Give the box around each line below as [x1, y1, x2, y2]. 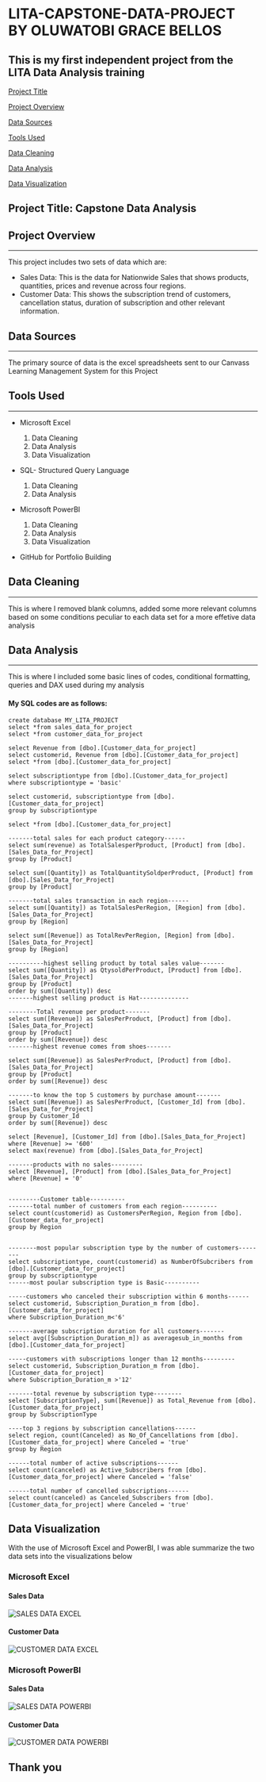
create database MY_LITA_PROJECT [8, 716, 119, 724]
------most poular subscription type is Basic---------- [8, 1278, 200, 1286]
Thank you [8, 1761, 62, 1774]
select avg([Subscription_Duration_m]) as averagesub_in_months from [8, 1334, 243, 1342]
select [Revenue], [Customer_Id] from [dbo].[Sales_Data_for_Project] [8, 1132, 246, 1141]
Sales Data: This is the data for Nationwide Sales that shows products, [19, 273, 249, 282]
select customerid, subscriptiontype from [8, 793, 150, 801]
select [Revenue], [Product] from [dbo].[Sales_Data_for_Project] [8, 1167, 232, 1175]
